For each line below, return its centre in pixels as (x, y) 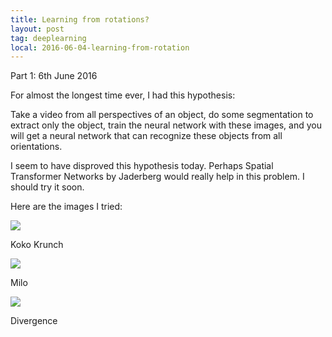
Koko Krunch (37, 245)
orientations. (36, 147)
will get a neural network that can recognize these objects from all (146, 136)
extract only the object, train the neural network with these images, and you (166, 125)
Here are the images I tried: (66, 207)
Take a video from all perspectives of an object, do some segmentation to (162, 115)
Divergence (34, 321)
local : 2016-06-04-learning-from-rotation (100, 47)
